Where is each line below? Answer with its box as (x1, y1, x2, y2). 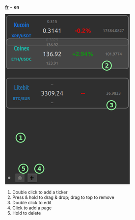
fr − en (5, 4, 20, 10)
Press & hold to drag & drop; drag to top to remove (12, 194, 114, 200)
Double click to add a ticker (12, 189, 68, 195)
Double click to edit (12, 200, 52, 205)
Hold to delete (12, 210, 41, 216)
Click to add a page (12, 205, 52, 211)
